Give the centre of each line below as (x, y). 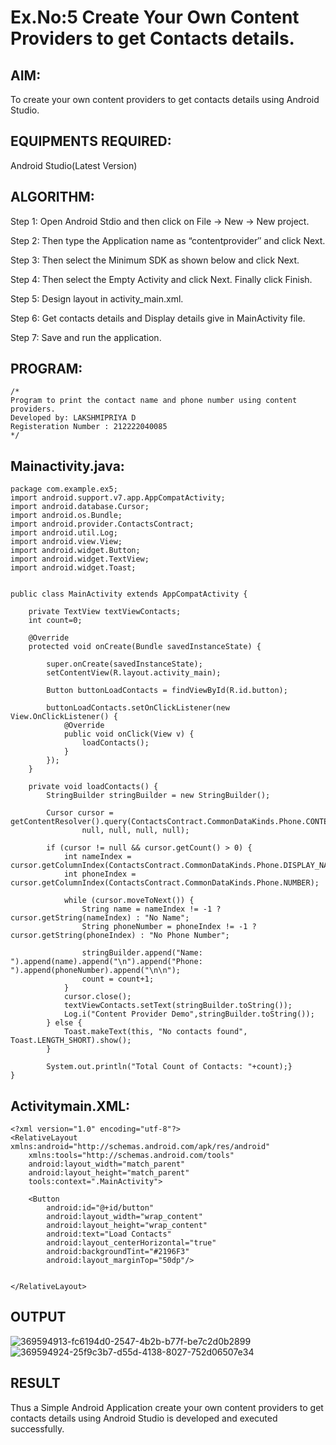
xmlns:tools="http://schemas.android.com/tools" (131, 1156)
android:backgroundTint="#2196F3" (118, 1252)
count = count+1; (118, 979)
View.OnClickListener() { (64, 717)
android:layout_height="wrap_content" (127, 1226)
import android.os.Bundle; (66, 516)
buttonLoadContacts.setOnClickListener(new (138, 708)
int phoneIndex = (100, 874)
